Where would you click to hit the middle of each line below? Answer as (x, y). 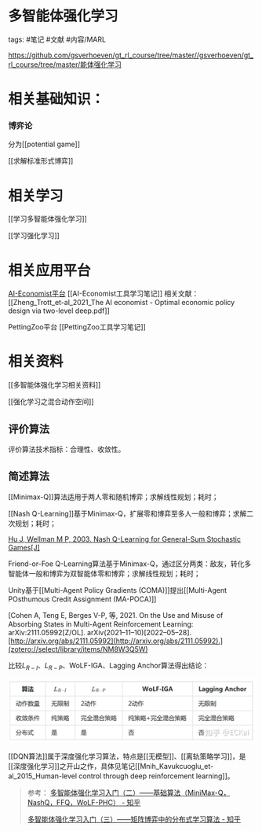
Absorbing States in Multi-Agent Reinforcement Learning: (101, 624)
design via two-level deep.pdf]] (59, 311)
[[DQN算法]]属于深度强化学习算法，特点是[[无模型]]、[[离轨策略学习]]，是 (127, 756)
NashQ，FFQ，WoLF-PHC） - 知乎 (84, 803)
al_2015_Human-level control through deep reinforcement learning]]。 (121, 776)
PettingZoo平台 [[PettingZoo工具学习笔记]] (77, 327)
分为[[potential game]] (44, 144)
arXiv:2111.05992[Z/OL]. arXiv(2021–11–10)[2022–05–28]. (100, 632)
